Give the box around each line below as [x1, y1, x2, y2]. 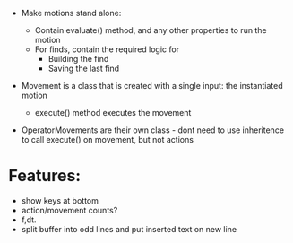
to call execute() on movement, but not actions [21, 135, 194, 144]
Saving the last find [47, 63, 120, 74]
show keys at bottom [21, 195, 99, 205]
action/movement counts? [21, 204, 118, 215]
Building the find [47, 54, 109, 64]
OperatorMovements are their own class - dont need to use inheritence [21, 125, 284, 135]
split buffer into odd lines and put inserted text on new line [21, 223, 237, 234]
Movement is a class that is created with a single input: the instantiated [21, 81, 283, 91]
